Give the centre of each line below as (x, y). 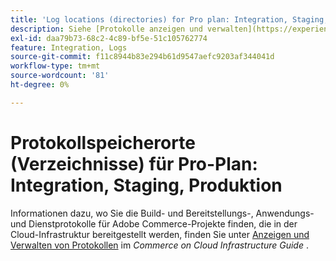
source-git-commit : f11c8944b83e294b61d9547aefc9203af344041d (142, 57)
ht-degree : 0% (40, 85)
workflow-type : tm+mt (55, 66)
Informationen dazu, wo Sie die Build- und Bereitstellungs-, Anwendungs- (162, 213)
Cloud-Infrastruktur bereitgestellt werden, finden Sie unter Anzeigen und (160, 234)
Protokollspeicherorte (103, 142)
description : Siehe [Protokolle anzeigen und (106, 29)
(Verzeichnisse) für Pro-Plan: (134, 163)
